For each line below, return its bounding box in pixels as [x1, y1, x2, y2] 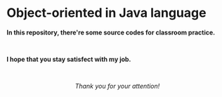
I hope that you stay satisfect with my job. [6, 55, 131, 63]
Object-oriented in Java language [6, 5, 207, 21]
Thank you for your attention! [74, 82, 160, 90]
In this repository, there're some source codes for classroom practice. [6, 28, 216, 37]
